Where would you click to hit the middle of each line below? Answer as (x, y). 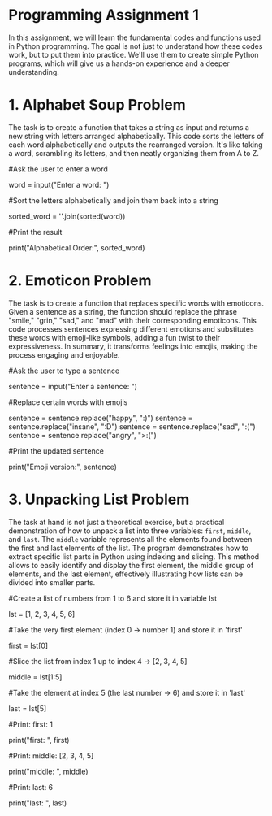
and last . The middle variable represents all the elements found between (130, 539)
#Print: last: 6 (31, 787)
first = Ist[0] (28, 645)
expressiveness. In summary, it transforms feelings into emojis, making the (133, 346)
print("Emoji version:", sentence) (63, 467)
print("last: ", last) (38, 803)
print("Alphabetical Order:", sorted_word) (77, 247)
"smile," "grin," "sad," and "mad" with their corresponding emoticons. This (133, 320)
